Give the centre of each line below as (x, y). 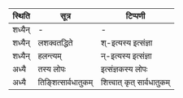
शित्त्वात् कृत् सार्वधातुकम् (135, 82)
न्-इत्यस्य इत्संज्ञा (126, 56)
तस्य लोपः (52, 69)
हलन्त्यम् (50, 56)
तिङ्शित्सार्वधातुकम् (65, 82)
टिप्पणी (135, 16)
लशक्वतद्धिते (55, 43)
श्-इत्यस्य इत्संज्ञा (126, 43)
